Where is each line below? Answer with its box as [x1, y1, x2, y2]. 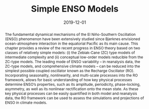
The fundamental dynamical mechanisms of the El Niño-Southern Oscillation [4, 31, 136, 37]
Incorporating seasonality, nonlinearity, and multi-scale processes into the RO [4, 73, 138, 78]
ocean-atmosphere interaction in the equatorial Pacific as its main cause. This [4, 41, 138, 46]
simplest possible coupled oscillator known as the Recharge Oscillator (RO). [4, 68, 135, 73]
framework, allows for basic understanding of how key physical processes [4, 77, 132, 82]
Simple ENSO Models [31, 3, 119, 15]
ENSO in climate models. [4, 100, 47, 105]
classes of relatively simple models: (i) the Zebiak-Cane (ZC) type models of [4, 50, 135, 55]
